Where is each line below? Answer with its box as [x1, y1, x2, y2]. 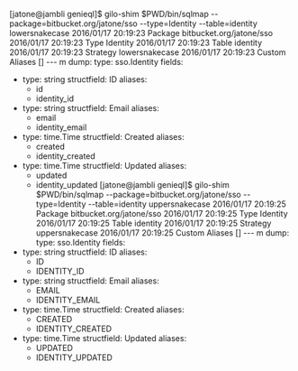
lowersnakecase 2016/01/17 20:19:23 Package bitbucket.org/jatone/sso [9, 28, 273, 38]
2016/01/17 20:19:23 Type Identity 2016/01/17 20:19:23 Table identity [9, 37, 263, 48]
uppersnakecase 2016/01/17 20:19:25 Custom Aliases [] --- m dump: [35, 227, 290, 238]
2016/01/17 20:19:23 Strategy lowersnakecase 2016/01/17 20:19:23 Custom [9, 47, 286, 58]
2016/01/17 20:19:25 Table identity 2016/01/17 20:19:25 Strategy [35, 218, 272, 228]
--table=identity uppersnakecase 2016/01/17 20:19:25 [87, 199, 286, 209]
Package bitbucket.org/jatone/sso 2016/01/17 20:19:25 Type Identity [35, 209, 288, 218]
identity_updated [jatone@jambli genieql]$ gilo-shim [35, 180, 230, 190]
